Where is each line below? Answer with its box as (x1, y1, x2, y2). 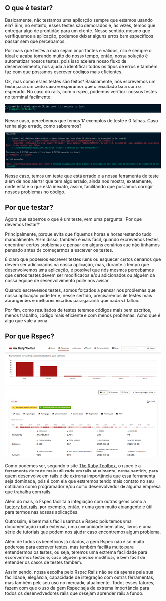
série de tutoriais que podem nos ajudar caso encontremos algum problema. (5, 529, 161, 535)
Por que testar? (5, 203, 53, 212)
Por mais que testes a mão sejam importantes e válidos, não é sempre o (5, 47, 152, 53)
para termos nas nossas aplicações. (5, 509, 79, 515)
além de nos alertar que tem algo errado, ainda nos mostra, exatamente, (5, 178, 152, 184)
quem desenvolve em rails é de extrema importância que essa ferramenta (5, 473, 156, 479)
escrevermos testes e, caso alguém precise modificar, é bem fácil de (5, 555, 146, 560)
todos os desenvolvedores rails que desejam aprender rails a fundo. (5, 590, 144, 596)
